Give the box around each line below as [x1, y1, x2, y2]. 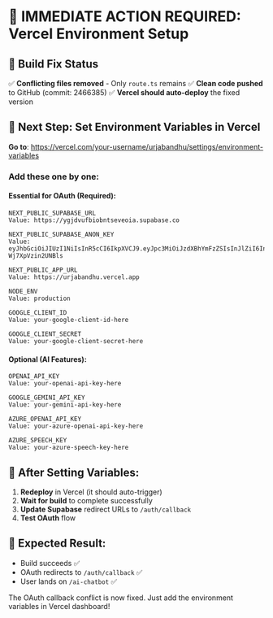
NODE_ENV [8, 287, 38, 295]
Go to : [8, 141, 30, 151]
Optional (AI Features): [8, 354, 87, 364]
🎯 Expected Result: [8, 537, 106, 551]
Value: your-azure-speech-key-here [8, 443, 129, 452]
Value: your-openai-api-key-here [8, 380, 122, 388]
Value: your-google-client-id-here [8, 316, 129, 324]
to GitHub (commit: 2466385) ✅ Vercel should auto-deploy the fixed [8, 88, 240, 97]
